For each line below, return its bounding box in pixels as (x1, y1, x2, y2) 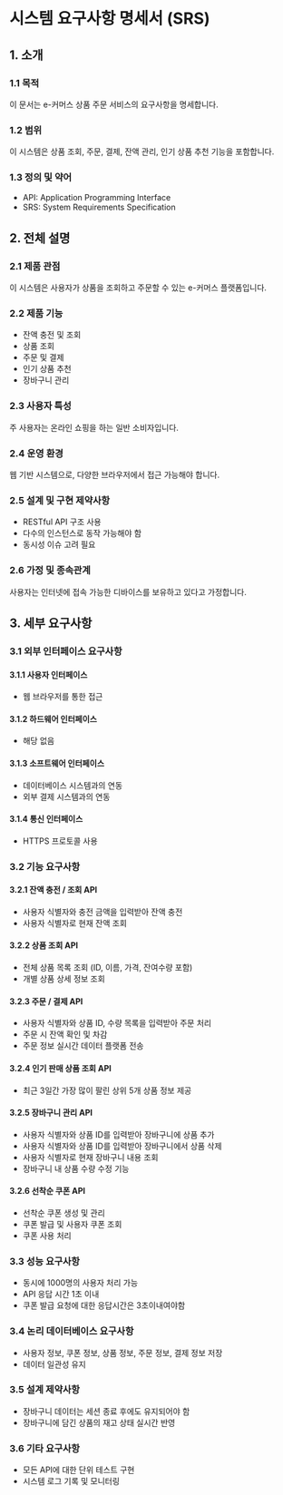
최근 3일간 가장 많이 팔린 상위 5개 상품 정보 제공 (22, 1085, 192, 1096)
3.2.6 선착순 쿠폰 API (9, 1186, 86, 1197)
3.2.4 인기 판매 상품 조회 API (9, 1062, 112, 1073)
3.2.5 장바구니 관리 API (9, 1108, 93, 1119)
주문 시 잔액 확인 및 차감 (22, 1029, 108, 1040)
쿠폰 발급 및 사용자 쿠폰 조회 (22, 1218, 122, 1229)
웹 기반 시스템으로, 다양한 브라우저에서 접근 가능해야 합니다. (9, 469, 220, 481)
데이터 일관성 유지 (22, 1358, 86, 1370)
